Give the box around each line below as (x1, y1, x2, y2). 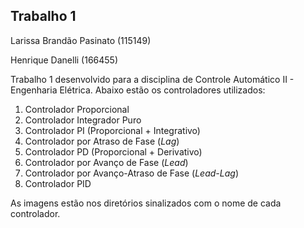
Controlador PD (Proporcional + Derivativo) (24, 145, 203, 158)
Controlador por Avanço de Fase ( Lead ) (24, 156, 189, 168)
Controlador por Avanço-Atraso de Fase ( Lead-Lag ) (24, 167, 239, 179)
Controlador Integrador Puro (24, 114, 142, 126)
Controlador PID (24, 177, 92, 189)
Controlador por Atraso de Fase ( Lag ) (24, 135, 180, 147)
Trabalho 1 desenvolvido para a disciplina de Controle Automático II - (10, 73, 295, 85)
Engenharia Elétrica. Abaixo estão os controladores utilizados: (10, 84, 266, 96)
